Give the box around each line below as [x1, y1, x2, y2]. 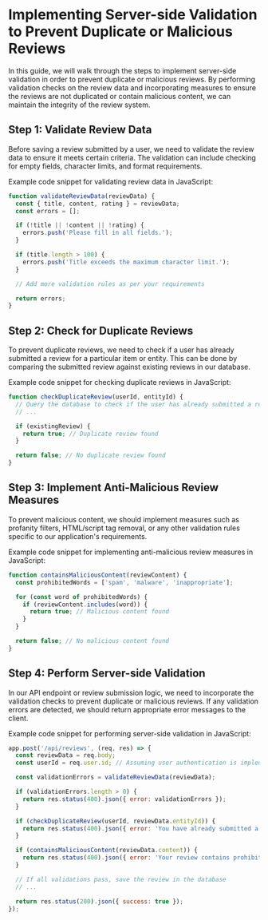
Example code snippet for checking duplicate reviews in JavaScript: [8, 378, 231, 387]
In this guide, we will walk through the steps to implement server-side [8, 65, 237, 75]
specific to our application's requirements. [8, 531, 148, 541]
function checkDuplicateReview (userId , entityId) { [8, 393, 183, 401]
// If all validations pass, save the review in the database [15, 875, 227, 883]
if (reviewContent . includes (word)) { [22, 601, 148, 609]
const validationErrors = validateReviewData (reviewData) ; [15, 773, 216, 782]
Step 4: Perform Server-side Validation [8, 667, 206, 680]
